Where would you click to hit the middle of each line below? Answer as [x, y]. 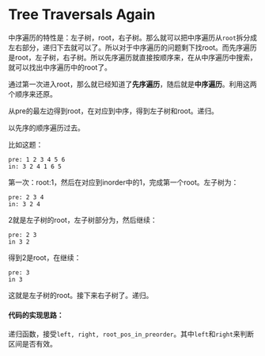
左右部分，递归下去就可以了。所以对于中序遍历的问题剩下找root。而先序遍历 [132, 47]
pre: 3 [19, 272]
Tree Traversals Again [82, 15]
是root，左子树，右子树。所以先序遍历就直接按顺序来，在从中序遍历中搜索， [132, 57]
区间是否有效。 [32, 344]
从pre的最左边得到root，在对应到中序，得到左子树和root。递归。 [114, 111]
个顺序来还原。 [32, 94]
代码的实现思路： [36, 315]
